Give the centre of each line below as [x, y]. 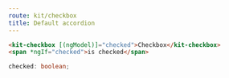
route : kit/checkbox [43, 16]
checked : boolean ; [39, 67]
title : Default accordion [51, 23]
